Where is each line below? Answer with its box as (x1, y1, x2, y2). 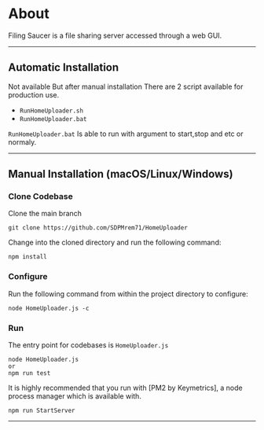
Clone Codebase (8, 191, 73, 202)
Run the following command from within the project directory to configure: (8, 289, 249, 299)
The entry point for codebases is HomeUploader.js (8, 340, 169, 350)
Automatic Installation (8, 61, 119, 75)
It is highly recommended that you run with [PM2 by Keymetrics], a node (8, 383, 243, 393)
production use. (8, 90, 60, 99)
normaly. (8, 137, 37, 146)
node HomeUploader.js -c (8, 304, 90, 312)
